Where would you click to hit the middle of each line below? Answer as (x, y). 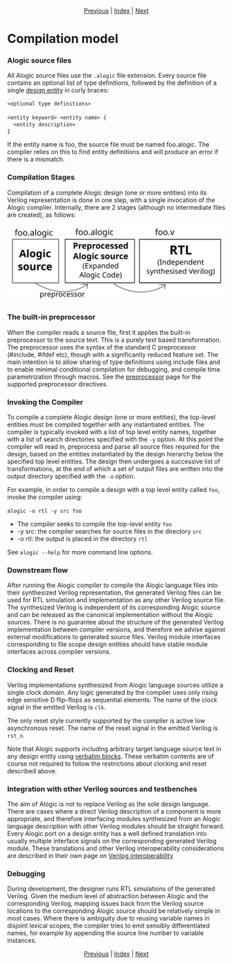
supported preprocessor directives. (58, 384)
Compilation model (63, 39)
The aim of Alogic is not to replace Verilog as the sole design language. (109, 804)
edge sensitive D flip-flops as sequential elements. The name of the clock (112, 700)
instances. (22, 941)
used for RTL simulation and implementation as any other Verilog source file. (116, 600)
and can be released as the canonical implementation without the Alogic (110, 615)
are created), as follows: (42, 215)
